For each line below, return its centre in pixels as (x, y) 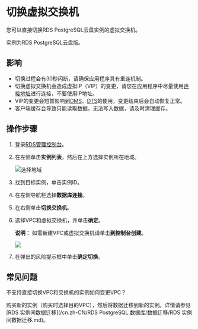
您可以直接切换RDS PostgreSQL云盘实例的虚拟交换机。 (74, 30)
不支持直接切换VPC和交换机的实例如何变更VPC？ (66, 293)
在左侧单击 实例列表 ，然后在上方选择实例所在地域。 (77, 157)
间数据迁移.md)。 (27, 320)
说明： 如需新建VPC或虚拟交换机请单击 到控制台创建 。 (81, 233)
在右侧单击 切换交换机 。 (43, 207)
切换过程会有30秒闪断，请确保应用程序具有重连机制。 (80, 79)
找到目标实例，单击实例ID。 (49, 182)
